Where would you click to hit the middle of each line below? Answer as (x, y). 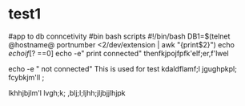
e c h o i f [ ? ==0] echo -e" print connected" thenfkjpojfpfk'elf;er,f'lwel (119, 53)
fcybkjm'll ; (26, 77)
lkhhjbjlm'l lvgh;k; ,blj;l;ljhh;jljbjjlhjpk (67, 92)
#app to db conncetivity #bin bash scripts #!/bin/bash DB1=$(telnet (119, 36)
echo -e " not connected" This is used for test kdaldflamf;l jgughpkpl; (123, 68)
